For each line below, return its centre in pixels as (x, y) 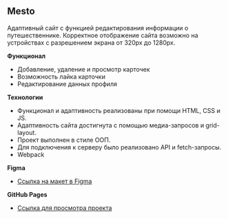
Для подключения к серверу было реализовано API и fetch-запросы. (119, 147)
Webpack (31, 154)
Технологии (25, 97)
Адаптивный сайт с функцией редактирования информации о (98, 28)
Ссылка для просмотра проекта (64, 208)
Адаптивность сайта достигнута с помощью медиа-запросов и (111, 125)
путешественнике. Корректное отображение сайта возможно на (103, 35)
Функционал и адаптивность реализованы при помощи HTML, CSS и (118, 110)
